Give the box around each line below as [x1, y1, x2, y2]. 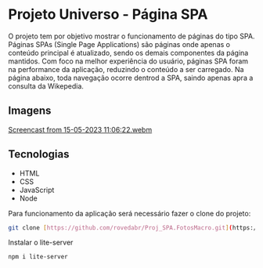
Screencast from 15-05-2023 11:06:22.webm [8, 125, 153, 134]
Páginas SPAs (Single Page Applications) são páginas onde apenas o [8, 39, 231, 49]
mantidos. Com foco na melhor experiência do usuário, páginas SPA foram [8, 56, 249, 66]
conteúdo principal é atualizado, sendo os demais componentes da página [8, 48, 249, 57]
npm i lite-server [8, 253, 68, 261]
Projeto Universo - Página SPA [8, 5, 208, 24]
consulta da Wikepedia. [8, 81, 85, 91]
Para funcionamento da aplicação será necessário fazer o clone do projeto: [8, 208, 251, 218]
